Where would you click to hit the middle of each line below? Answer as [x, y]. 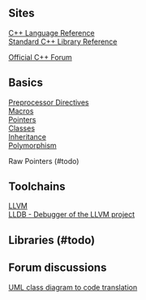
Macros [21, 111]
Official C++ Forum [41, 57]
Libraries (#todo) [52, 240]
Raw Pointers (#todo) [44, 161]
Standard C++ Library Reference [63, 41]
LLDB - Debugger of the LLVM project [72, 215]
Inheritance [28, 136]
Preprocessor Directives [49, 102]
